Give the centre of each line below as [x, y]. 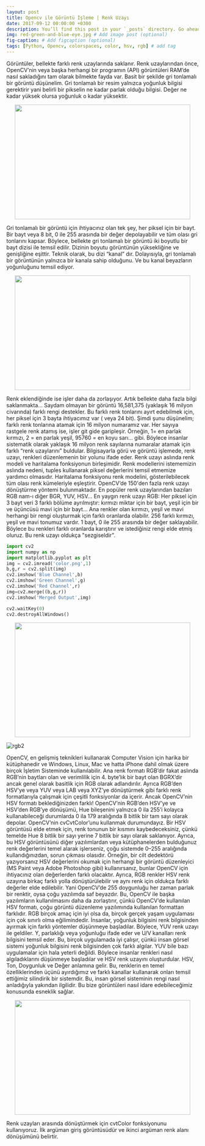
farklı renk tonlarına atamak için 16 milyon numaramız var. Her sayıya [92, 424]
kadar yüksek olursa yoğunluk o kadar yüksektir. [67, 96]
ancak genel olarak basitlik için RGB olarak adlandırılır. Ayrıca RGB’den [94, 784]
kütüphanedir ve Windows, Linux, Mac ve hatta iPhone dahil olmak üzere [98, 764]
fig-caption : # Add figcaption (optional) [61, 40]
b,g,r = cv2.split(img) [37, 569]
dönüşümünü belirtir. [32, 1137]
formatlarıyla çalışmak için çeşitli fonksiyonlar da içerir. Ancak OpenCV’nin [99, 797]
